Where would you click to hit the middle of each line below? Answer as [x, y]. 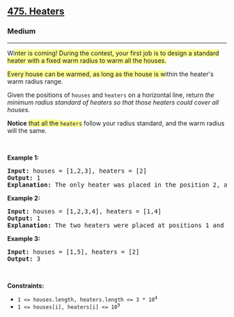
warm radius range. [35, 81]
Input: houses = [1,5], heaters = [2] [73, 252]
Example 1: [23, 157]
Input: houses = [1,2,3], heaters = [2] [77, 171]
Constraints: [26, 286]
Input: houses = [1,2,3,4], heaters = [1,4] [85, 211]
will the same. [27, 130]
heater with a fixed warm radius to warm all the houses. [87, 60]
